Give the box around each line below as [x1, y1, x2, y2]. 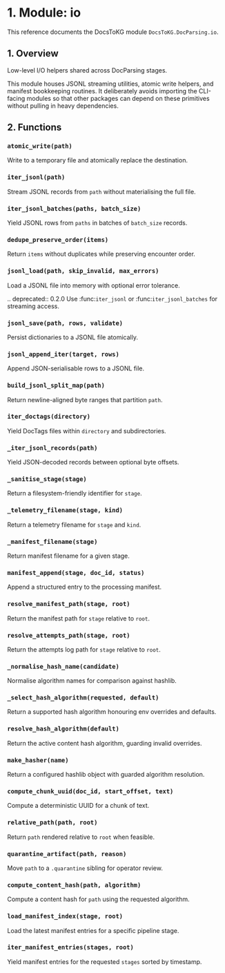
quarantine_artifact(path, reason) [7, 850, 127, 858]
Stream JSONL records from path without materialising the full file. [7, 187, 196, 196]
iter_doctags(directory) [7, 413, 91, 421]
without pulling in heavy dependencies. [7, 102, 119, 110]
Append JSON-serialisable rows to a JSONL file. [7, 364, 145, 372]
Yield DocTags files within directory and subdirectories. [7, 426, 167, 435]
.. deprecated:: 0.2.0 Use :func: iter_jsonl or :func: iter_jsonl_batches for [7, 294, 218, 303]
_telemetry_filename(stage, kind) [7, 507, 123, 514]
